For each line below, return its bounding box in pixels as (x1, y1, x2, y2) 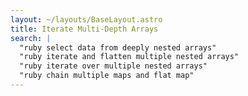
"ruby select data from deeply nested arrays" (19, 42, 217, 53)
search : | (10, 33, 52, 43)
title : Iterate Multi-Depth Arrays (10, 24, 159, 34)
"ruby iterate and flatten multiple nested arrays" (19, 52, 240, 62)
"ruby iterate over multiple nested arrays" (19, 61, 208, 71)
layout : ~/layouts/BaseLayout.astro (10, 14, 163, 25)
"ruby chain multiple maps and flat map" (19, 71, 195, 81)
